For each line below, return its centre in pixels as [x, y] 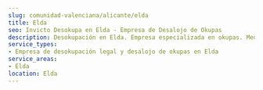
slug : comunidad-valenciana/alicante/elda [78, 15]
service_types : [33, 45]
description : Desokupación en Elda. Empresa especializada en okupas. [126, 37]
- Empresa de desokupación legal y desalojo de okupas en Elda [113, 52]
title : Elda [27, 23]
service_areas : [33, 59]
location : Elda [33, 74]
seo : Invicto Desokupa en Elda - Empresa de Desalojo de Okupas [115, 30]
